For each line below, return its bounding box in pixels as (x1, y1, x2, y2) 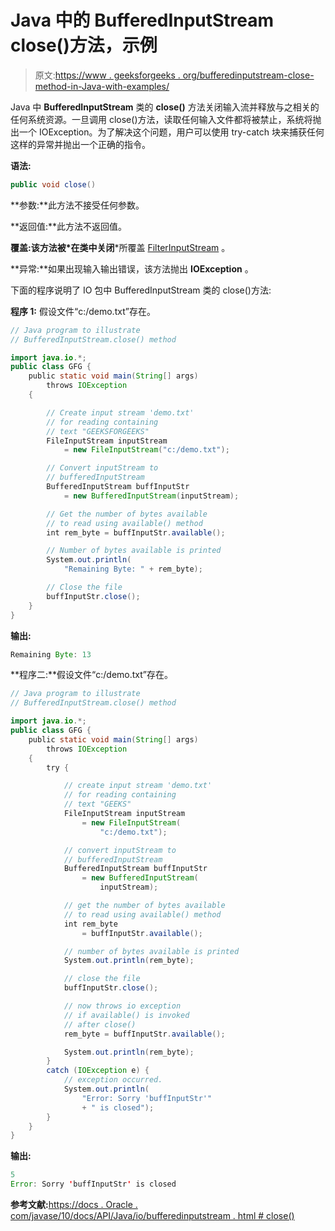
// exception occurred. (63, 1075, 163, 1085)
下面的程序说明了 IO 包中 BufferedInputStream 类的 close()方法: (10, 284, 272, 296)
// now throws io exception (63, 1001, 182, 1011)
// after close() (63, 1019, 137, 1030)
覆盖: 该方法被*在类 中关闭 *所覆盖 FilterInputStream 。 (10, 241, 231, 253)
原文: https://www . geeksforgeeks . (34, 69, 181, 81)
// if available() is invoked (63, 1010, 190, 1020)
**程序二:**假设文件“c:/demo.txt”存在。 (10, 669, 173, 681)
